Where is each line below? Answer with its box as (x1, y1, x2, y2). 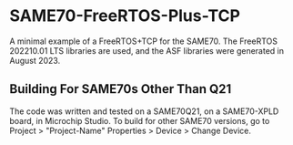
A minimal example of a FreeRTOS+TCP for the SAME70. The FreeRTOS (9, 36, 278, 47)
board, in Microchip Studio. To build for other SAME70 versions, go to (9, 115, 270, 126)
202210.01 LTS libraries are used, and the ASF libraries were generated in (9, 45, 285, 56)
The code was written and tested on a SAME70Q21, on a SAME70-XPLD (9, 106, 279, 117)
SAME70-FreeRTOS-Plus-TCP (9, 5, 241, 26)
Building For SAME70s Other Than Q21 (9, 81, 232, 97)
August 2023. (9, 55, 61, 66)
